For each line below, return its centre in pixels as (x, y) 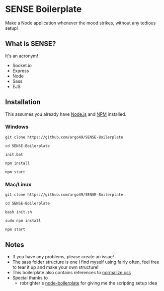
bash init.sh (19, 212)
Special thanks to (30, 278)
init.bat (14, 154)
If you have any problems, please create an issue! (63, 256)
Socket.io (22, 65)
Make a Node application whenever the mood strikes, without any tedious (81, 23)
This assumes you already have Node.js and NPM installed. (66, 114)
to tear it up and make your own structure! (55, 267)
